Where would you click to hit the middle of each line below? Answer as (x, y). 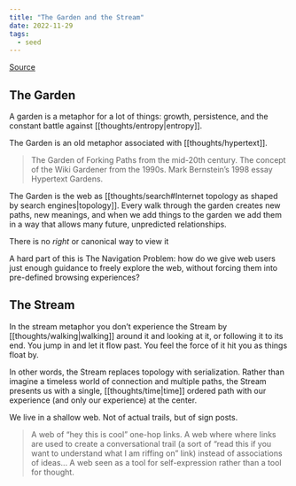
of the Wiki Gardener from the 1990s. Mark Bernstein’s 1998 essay (152, 170)
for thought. (53, 472)
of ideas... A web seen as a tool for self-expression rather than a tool (156, 462)
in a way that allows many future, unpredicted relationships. (118, 224)
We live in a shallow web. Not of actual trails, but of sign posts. (124, 417)
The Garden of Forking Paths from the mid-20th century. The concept (158, 160)
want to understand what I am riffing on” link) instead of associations (156, 453)
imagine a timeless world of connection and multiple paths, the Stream (138, 381)
